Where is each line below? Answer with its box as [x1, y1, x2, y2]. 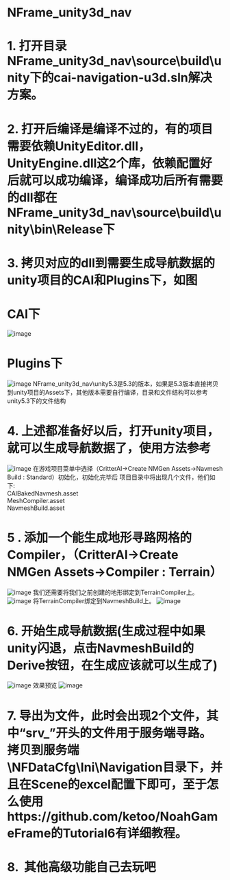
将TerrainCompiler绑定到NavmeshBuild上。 [33, 596, 155, 604]
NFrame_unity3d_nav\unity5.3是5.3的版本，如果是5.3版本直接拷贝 [33, 379, 219, 388]
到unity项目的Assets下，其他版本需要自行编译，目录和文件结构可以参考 [7, 388, 209, 396]
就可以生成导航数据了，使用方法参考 [7, 440, 212, 456]
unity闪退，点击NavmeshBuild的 [7, 640, 194, 656]
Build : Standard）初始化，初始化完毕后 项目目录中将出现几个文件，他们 [7, 473, 210, 481]
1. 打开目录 [7, 38, 67, 54]
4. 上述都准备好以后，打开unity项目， [7, 423, 220, 439]
